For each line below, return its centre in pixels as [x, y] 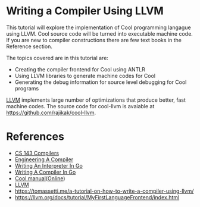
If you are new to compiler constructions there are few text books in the [94, 40]
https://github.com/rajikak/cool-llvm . [51, 112]
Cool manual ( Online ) [40, 178]
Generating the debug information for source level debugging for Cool [101, 82]
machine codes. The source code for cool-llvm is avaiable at [80, 106]
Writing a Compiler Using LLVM [85, 11]
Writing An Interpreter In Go [49, 165]
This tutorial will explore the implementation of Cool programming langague [99, 27]
